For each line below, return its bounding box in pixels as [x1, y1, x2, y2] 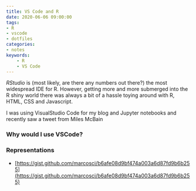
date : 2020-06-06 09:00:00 [6, 14, 72, 20]
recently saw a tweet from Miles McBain [6, 116, 103, 123]
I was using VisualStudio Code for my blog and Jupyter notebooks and [6, 109, 177, 116]
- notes [6, 47, 25, 53]
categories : [6, 42, 35, 48]
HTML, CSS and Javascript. [6, 98, 73, 105]
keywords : [6, 52, 31, 58]
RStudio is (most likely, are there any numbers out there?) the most [6, 79, 167, 86]
